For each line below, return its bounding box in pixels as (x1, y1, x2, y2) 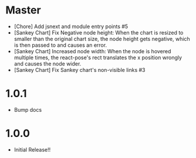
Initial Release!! (13, 146, 51, 153)
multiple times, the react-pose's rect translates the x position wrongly (13, 54, 183, 61)
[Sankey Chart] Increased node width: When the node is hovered (13, 47, 171, 54)
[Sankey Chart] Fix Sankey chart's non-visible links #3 (13, 66, 146, 73)
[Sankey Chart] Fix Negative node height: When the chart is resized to (13, 29, 184, 36)
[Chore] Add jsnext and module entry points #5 (13, 23, 129, 30)
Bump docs (13, 106, 42, 113)
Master (5, 4, 42, 17)
